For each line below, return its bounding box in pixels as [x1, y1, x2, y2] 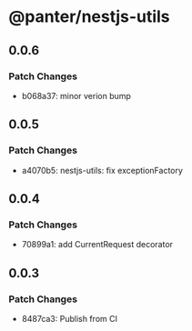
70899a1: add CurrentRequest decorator [21, 239, 174, 250]
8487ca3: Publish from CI [21, 313, 117, 324]
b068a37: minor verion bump [21, 90, 131, 101]
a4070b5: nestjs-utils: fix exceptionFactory [21, 165, 184, 176]
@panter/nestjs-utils [8, 6, 170, 27]
